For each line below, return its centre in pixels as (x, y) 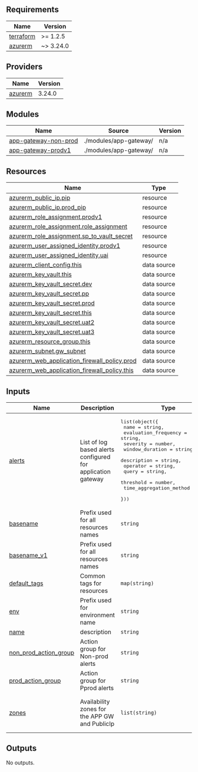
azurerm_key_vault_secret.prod (52, 303)
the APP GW (97, 716)
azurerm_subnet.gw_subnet (47, 351)
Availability (95, 701)
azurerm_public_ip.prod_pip (48, 208)
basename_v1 (28, 556)
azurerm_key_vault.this (40, 275)
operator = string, (149, 466)
